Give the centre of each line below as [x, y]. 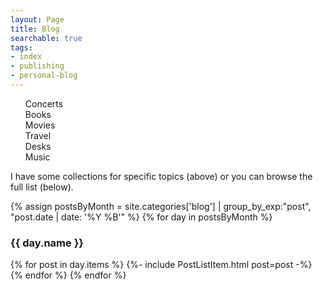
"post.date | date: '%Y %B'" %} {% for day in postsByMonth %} [141, 217]
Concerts [44, 103]
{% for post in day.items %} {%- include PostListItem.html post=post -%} [161, 265]
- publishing [37, 66]
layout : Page [37, 19]
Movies [40, 125]
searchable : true [46, 38]
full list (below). [42, 187]
